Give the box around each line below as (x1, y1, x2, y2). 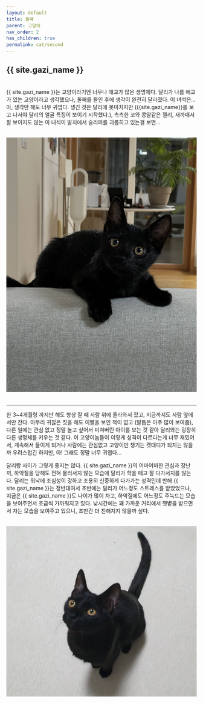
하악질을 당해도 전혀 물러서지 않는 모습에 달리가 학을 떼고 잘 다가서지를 (14, 469, 180, 476)
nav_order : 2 (6, 29, 39, 35)
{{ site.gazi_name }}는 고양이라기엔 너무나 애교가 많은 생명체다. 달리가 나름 (6, 88, 184, 95)
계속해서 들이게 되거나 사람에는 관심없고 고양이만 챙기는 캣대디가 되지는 (14, 441, 182, 448)
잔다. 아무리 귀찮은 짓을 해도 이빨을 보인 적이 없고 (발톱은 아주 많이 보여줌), (17, 418, 193, 425)
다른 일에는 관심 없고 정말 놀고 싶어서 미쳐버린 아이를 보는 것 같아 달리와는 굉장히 (6, 426, 196, 433)
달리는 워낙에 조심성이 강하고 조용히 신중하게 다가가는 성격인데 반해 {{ (14, 476, 178, 484)
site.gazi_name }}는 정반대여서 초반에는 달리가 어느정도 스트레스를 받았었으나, (6, 484, 192, 491)
